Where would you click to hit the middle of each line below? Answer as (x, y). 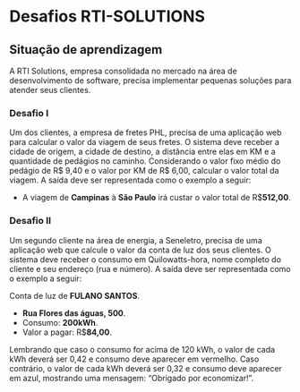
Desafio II (30, 221)
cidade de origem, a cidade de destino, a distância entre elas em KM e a (142, 152)
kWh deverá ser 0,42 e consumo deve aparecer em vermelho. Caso (134, 359)
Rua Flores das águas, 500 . (74, 313)
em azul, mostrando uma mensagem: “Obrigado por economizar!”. (132, 378)
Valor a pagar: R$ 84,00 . (67, 332)
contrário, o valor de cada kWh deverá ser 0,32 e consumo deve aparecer (146, 368)
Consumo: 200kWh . (60, 322)
